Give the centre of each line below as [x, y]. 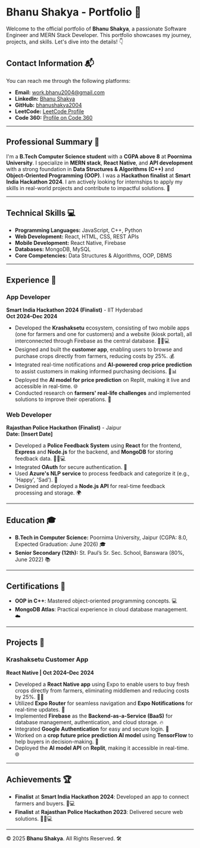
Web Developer [29, 415]
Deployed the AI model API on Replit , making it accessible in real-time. [102, 748]
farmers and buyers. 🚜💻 [45, 803]
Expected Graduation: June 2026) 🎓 [60, 544]
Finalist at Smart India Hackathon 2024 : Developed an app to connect [102, 797]
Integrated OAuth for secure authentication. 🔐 [71, 467]
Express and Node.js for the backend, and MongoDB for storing [94, 452]
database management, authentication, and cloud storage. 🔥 [89, 722]
